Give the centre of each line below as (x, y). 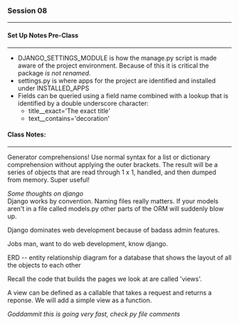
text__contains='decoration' (69, 118)
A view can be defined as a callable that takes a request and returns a (110, 292)
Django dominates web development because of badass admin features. (114, 230)
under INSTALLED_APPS (53, 88)
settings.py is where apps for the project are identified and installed (117, 80)
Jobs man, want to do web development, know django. (88, 243)
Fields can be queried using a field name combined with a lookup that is (123, 95)
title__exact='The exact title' (69, 111)
